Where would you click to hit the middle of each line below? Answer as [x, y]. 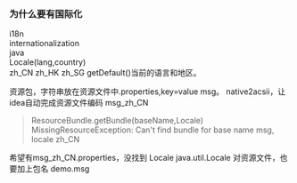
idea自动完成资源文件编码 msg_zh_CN [79, 103]
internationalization [45, 44]
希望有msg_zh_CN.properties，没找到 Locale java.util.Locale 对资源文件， [144, 158]
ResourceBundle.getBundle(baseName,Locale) [117, 121]
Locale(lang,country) [48, 62]
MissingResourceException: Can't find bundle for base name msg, [153, 130]
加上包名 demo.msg [53, 169]
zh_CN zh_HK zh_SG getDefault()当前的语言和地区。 [106, 73]
